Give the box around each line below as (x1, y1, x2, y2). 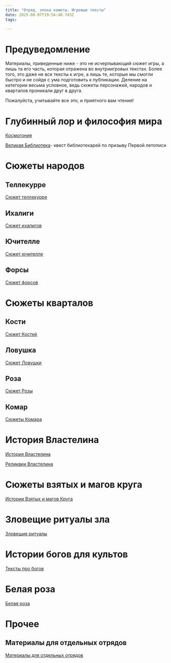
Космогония (5, 132, 32, 139)
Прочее (5, 618, 39, 630)
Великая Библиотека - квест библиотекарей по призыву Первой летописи (5, 142, 166, 148)
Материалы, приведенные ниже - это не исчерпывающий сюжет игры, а (5, 60, 164, 67)
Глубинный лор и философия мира (5, 116, 162, 127)
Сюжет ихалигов (5, 223, 42, 229)
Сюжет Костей (5, 331, 37, 337)
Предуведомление (5, 43, 90, 55)
